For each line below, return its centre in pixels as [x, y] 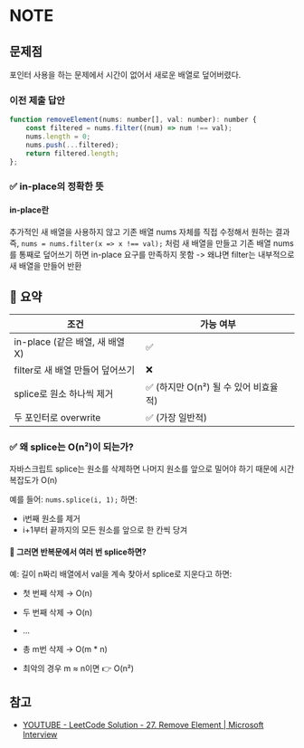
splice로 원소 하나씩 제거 [64, 394]
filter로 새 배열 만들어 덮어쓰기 [75, 370]
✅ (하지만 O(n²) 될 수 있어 [199, 387]
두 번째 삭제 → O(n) [57, 612]
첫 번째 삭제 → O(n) [57, 592]
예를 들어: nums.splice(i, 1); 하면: [74, 499]
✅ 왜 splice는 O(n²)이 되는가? [71, 447]
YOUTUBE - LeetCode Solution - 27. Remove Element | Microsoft [143, 724]
